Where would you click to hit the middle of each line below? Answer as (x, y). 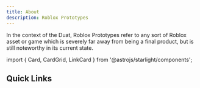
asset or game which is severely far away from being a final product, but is (100, 41)
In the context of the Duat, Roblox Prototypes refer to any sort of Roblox (97, 35)
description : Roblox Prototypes (47, 18)
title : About (23, 12)
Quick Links (29, 79)
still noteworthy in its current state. (50, 48)
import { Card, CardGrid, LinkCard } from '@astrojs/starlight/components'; (99, 59)
